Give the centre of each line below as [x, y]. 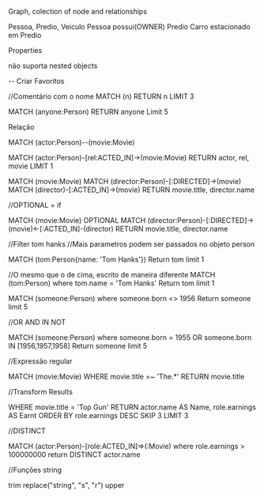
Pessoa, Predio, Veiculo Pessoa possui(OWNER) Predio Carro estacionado [129, 26]
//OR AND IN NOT [37, 322]
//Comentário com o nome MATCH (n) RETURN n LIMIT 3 [102, 96]
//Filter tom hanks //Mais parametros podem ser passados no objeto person [132, 244]
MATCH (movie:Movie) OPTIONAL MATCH [77, 220]
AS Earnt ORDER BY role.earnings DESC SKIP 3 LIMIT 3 [98, 415]
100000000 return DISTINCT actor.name [74, 455]
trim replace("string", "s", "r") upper [66, 485]
